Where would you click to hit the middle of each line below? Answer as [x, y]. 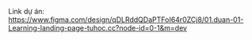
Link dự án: [27, 11]
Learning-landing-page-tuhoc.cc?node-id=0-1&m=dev [98, 28]
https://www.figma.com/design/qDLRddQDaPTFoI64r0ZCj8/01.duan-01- [126, 20]
